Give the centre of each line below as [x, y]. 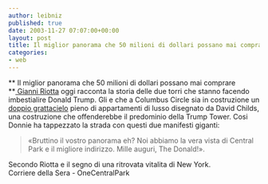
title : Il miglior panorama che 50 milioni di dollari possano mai [123, 45]
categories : [28, 53]
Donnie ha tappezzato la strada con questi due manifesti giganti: [114, 125]
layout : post [30, 38]
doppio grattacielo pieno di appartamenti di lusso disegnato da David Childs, [134, 108]
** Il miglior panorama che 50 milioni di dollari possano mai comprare [122, 82]
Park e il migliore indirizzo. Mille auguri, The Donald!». [116, 149]
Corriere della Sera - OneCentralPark [69, 173]
